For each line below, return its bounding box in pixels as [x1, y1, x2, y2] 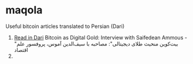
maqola [5, 3, 43, 17]
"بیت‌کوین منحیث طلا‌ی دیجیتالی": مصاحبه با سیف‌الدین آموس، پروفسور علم [13, 40, 178, 47]
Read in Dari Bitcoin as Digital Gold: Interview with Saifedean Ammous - [13, 34, 187, 41]
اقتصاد [13, 46, 29, 53]
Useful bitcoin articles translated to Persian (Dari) [5, 23, 124, 30]
